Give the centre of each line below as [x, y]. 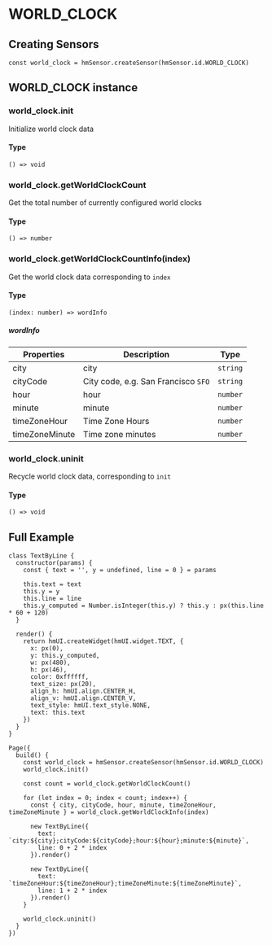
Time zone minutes [119, 434]
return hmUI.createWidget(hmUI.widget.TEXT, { [103, 641]
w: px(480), [50, 663]
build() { [32, 755]
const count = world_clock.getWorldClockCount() [107, 784]
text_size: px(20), [63, 685]
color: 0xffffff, [59, 677]
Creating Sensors [54, 44]
